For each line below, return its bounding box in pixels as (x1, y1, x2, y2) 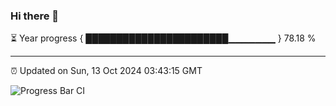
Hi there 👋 (10, 9, 60, 23)
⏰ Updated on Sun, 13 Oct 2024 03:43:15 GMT (10, 65, 203, 77)
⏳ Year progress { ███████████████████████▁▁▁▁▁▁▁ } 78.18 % (10, 32, 317, 44)
